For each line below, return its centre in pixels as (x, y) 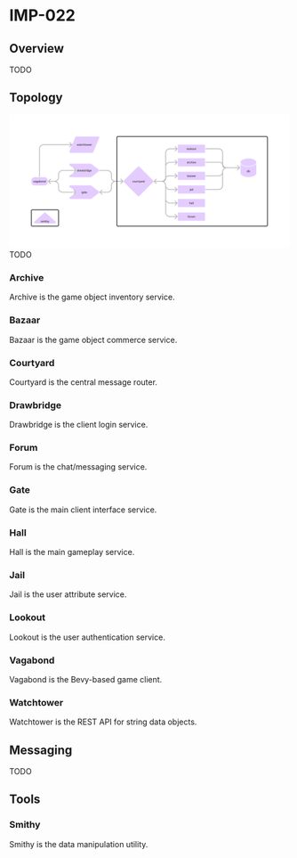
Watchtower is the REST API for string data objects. (103, 722)
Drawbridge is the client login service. (79, 425)
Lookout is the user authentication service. (88, 637)
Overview (37, 49)
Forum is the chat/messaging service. (78, 467)
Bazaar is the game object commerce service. (93, 339)
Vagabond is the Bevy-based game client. (86, 679)
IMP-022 (42, 16)
